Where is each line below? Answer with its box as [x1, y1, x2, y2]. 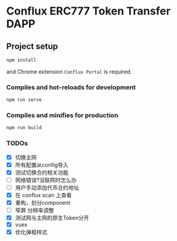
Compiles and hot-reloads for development [6, 83, 136, 91]
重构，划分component [15, 199, 71, 206]
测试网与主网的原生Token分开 [15, 214, 89, 222]
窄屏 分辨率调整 [15, 207, 55, 214]
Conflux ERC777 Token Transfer [6, 4, 171, 18]
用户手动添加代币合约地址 [15, 184, 79, 191]
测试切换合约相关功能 [15, 169, 68, 176]
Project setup [6, 41, 59, 51]
